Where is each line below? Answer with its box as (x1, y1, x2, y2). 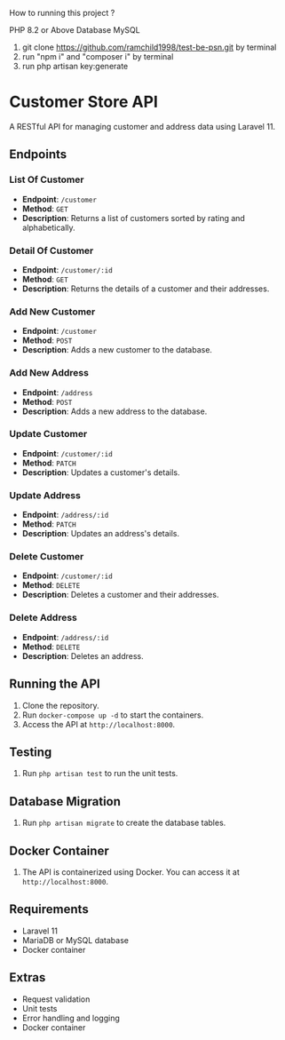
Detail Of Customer (9, 244, 94, 257)
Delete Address (9, 612, 77, 624)
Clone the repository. (21, 700, 99, 711)
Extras (9, 970, 46, 985)
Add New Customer (9, 306, 96, 318)
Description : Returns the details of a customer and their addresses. (21, 283, 270, 294)
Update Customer (9, 428, 88, 441)
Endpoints (9, 147, 67, 163)
